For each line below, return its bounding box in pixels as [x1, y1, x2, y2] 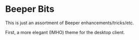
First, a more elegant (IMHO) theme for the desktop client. [5, 29, 125, 35]
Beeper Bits [5, 3, 55, 15]
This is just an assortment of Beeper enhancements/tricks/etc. [5, 20, 134, 26]
